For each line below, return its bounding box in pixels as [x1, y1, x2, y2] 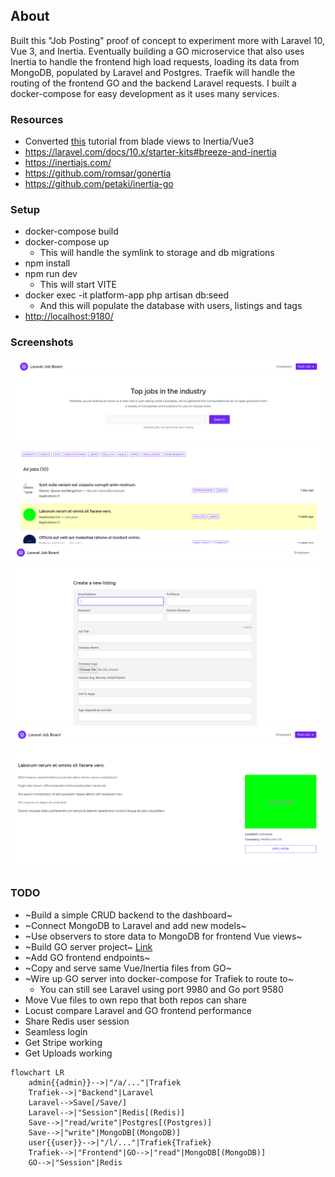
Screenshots [10, 335, 74, 349]
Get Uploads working [24, 1047, 113, 1059]
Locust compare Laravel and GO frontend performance [24, 1004, 252, 1016]
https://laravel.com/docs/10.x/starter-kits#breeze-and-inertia [24, 146, 277, 158]
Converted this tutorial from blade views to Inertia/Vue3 [24, 135, 255, 148]
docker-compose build [24, 225, 119, 238]
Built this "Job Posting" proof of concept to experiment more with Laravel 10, [10, 34, 325, 46]
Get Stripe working [24, 1036, 103, 1048]
